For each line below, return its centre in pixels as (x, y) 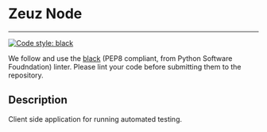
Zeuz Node (45, 14)
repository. (26, 75)
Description (38, 100)
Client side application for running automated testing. (95, 119)
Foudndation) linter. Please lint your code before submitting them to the (125, 66)
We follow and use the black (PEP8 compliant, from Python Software (120, 58)
